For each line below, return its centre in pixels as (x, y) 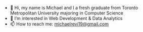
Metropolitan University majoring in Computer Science (67, 13)
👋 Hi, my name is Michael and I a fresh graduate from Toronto (74, 8)
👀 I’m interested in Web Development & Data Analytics (66, 18)
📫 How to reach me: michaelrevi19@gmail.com (59, 24)
